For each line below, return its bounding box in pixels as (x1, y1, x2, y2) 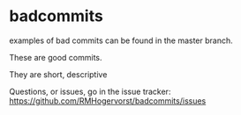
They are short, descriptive (9, 68, 108, 80)
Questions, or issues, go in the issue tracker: (9, 86, 171, 97)
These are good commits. (9, 52, 103, 62)
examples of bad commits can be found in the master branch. (9, 35, 234, 46)
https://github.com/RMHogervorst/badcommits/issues (9, 95, 207, 106)
